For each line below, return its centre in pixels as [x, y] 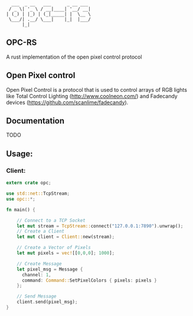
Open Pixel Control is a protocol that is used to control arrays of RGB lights [97, 89]
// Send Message [37, 296]
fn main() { [21, 209]
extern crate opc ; [29, 183]
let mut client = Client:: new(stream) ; [66, 237]
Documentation [35, 121]
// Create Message [39, 264]
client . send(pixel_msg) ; [47, 302]
